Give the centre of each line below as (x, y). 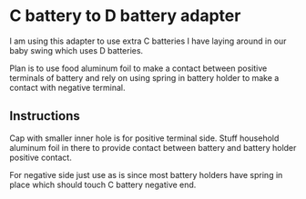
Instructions (45, 116)
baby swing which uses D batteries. (76, 50)
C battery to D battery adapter (125, 16)
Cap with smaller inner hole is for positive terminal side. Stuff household (144, 138)
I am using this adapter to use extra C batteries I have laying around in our (148, 41)
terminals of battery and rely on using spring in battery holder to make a (144, 77)
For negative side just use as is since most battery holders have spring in (146, 174)
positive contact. (41, 157)
